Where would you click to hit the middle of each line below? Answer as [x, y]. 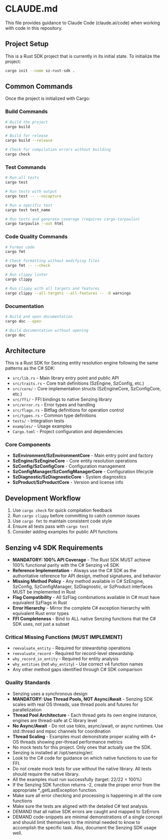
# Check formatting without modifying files [52, 261]
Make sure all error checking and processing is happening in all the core [87, 795]
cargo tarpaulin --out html [35, 224]
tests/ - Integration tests [38, 421]
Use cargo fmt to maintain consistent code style [62, 521]
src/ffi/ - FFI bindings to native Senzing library [62, 399]
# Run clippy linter [27, 275]
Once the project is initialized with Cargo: [48, 98]
